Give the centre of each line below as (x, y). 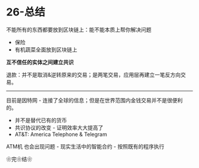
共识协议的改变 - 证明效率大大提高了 (59, 127)
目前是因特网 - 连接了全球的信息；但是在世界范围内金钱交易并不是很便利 (94, 100)
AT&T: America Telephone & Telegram (61, 134)
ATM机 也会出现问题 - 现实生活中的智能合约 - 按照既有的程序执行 (85, 146)
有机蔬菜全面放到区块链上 (46, 49)
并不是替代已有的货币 (41, 120)
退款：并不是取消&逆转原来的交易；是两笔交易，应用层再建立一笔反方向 (94, 75)
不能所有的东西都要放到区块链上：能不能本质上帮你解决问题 (79, 30)
